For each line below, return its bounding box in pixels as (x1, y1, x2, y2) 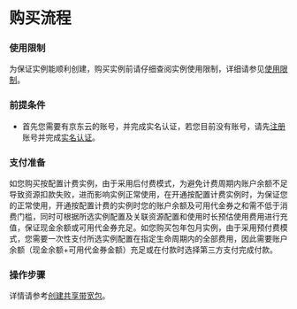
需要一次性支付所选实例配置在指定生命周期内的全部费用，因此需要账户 (32, 234, 288, 244)
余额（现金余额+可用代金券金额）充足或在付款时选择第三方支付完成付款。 (9, 244, 278, 255)
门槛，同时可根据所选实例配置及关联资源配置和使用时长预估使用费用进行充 (16, 212, 288, 222)
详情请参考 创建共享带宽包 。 (9, 290, 110, 301)
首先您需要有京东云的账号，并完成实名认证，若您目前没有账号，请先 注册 (21, 120, 286, 131)
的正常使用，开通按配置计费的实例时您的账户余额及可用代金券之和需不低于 (9, 200, 280, 211)
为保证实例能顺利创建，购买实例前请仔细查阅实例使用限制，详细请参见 (9, 64, 265, 74)
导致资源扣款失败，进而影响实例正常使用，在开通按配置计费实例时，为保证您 (9, 189, 288, 200)
